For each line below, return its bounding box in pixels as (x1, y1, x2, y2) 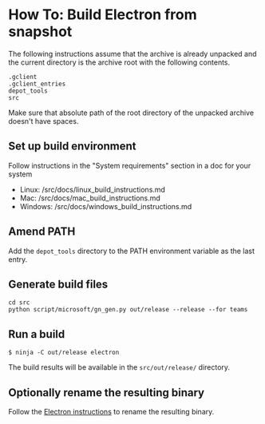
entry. (8, 254, 28, 264)
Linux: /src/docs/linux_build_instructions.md (19, 184, 166, 194)
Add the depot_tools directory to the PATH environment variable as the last (8, 246, 255, 256)
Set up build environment (8, 140, 137, 153)
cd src (8, 299, 30, 307)
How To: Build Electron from (8, 6, 197, 24)
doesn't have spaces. (8, 116, 79, 125)
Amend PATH (8, 225, 76, 239)
